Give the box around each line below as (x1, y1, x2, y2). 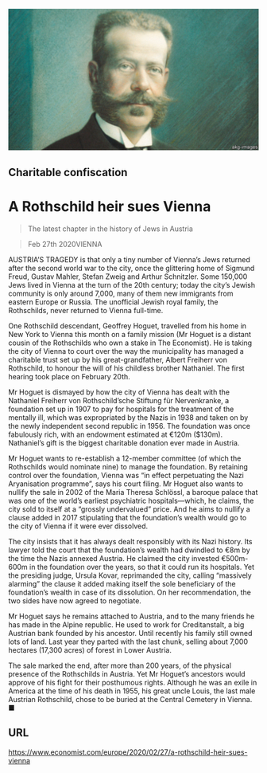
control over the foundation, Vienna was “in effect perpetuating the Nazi (8, 470, 244, 480)
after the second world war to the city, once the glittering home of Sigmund (8, 263, 255, 273)
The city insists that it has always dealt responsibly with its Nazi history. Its (8, 536, 253, 546)
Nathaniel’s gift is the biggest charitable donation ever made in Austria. (8, 438, 240, 447)
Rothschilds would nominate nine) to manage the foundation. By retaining (8, 461, 249, 471)
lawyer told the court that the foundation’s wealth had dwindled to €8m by (8, 545, 250, 555)
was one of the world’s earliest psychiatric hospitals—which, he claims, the (8, 496, 254, 505)
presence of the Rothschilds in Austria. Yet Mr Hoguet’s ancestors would (8, 669, 246, 678)
